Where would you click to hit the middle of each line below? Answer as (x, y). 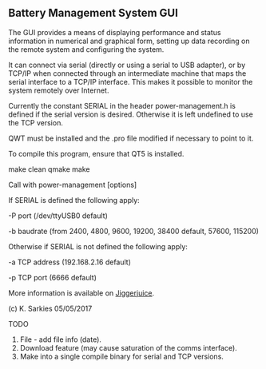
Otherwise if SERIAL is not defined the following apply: (98, 246)
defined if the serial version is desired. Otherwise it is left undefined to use (131, 114)
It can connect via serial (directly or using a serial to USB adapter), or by (127, 65)
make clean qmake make (49, 169)
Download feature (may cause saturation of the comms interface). (128, 347)
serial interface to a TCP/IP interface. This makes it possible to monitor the (131, 81)
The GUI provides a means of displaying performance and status (115, 32)
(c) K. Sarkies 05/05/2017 (50, 308)
